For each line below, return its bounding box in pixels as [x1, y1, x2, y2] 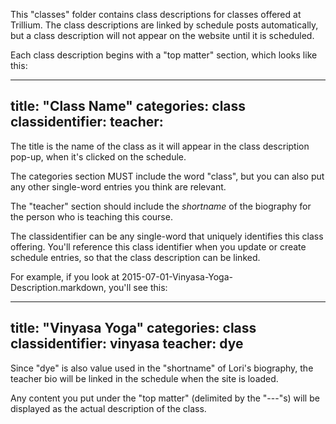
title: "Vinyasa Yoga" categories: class [10, 320, 257, 337]
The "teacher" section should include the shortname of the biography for [10, 200, 312, 212]
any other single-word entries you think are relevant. [10, 180, 227, 193]
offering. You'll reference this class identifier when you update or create [10, 240, 307, 253]
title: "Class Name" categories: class [10, 98, 247, 115]
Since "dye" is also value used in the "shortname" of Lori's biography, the [10, 362, 314, 374]
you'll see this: [108, 281, 168, 293]
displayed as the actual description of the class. [10, 402, 207, 414]
